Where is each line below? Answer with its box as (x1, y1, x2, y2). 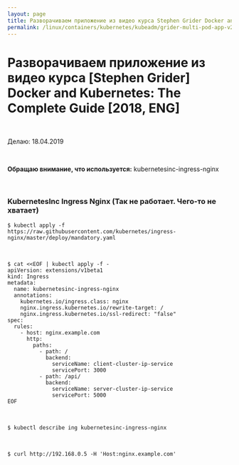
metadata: (7, 279, 37, 286)
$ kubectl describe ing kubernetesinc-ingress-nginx (7, 424, 167, 431)
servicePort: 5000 (52, 392, 107, 399)
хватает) (7, 205, 39, 215)
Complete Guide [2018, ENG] (7, 100, 180, 116)
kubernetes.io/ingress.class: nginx (20, 297, 129, 305)
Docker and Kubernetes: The (7, 85, 181, 101)
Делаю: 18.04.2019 (7, 137, 64, 146)
